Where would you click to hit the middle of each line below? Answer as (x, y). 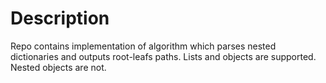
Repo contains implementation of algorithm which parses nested (143, 46)
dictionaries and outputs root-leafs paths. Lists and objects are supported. (163, 56)
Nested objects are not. (58, 67)
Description (60, 18)
